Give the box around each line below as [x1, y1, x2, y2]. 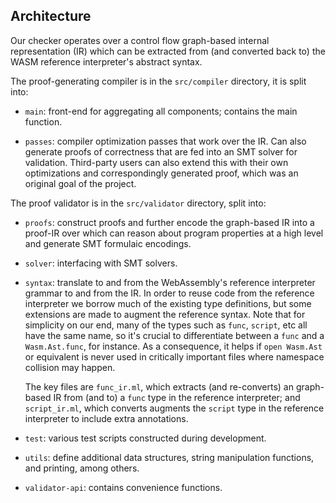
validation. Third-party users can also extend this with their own [24, 156, 289, 168]
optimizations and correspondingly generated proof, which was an [24, 167, 299, 179]
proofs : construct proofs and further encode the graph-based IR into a [24, 216, 315, 228]
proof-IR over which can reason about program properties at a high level [24, 227, 324, 239]
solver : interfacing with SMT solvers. [24, 257, 178, 269]
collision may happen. [24, 361, 116, 373]
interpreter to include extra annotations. [24, 412, 189, 424]
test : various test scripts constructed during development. [24, 432, 267, 444]
